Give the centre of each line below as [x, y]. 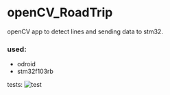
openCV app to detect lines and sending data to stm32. [85, 31]
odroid [26, 64]
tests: [15, 85]
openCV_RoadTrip [60, 13]
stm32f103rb [35, 71]
